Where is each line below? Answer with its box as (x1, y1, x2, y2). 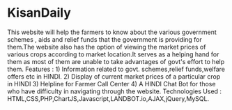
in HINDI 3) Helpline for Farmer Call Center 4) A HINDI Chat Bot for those (7, 79, 216, 88)
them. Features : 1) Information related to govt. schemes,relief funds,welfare (7, 65, 225, 73)
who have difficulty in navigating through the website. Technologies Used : (7, 87, 222, 95)
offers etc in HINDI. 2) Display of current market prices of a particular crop (7, 72, 221, 81)
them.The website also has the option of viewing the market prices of (7, 42, 206, 51)
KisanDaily (7, 5, 72, 21)
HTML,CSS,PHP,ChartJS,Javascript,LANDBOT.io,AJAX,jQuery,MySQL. (7, 94, 210, 102)
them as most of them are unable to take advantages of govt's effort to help (7, 57, 225, 65)
